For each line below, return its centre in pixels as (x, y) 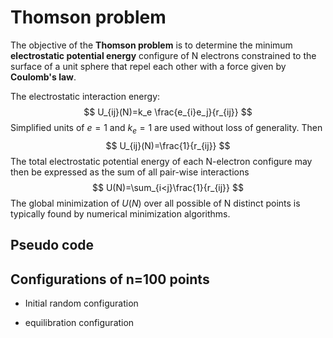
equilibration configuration (79, 322)
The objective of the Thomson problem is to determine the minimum (151, 45)
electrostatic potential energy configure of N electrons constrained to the (163, 55)
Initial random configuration (81, 303)
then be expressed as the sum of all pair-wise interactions (130, 172)
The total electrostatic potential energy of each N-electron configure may (161, 161)
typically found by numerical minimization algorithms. (120, 213)
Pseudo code (52, 245)
